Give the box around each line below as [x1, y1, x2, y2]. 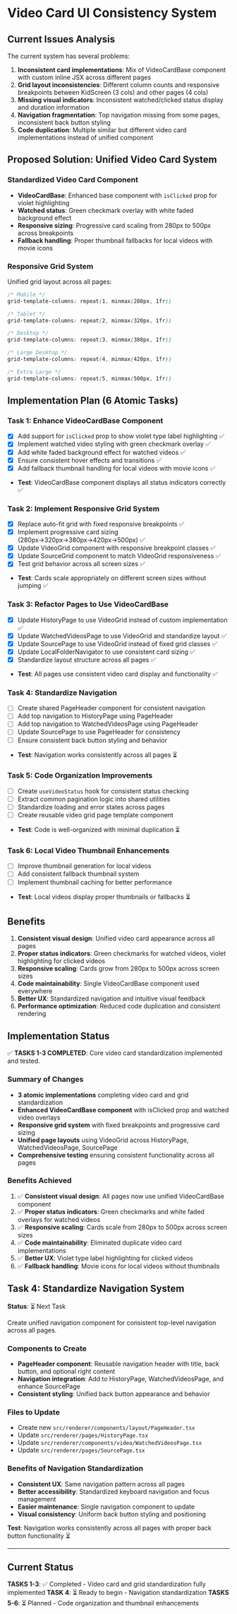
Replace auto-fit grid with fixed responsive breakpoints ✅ [17, 520, 185, 529]
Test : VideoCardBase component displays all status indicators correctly [17, 478, 226, 486]
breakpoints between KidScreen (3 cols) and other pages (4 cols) [17, 88, 209, 96]
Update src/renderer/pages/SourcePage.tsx [17, 1446, 146, 1455]
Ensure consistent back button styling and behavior [17, 736, 168, 744]
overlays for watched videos [17, 1215, 101, 1223]
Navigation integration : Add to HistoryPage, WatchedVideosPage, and [17, 1374, 224, 1383]
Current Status [7, 1561, 74, 1573]
